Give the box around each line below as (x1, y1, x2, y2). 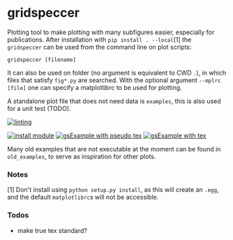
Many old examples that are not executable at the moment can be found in (7, 144, 221, 153)
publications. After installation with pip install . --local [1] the (7, 35, 192, 43)
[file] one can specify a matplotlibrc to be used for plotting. (7, 83, 183, 91)
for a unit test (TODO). (7, 104, 71, 112)
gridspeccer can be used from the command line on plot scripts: (7, 43, 192, 51)
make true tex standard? (17, 226, 87, 234)
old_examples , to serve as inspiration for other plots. (7, 152, 156, 160)
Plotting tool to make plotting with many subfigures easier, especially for (7, 28, 215, 36)
